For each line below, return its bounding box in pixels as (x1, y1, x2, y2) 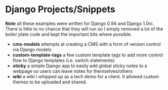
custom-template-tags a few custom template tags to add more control (12, 52, 163, 58)
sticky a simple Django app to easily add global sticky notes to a (12, 63, 148, 69)
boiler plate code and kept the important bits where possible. (5, 31, 133, 37)
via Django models (12, 46, 52, 52)
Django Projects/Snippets (5, 4, 115, 15)
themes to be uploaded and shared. (12, 79, 87, 85)
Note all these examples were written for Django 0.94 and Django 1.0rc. (5, 20, 154, 26)
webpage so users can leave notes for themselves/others (12, 68, 133, 74)
